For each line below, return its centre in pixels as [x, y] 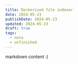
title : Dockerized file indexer [39, 10]
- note [17, 38]
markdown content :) [27, 56]
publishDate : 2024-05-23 [31, 19]
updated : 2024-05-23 [27, 24]
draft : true [18, 28]
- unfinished [23, 42]
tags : [11, 33]
